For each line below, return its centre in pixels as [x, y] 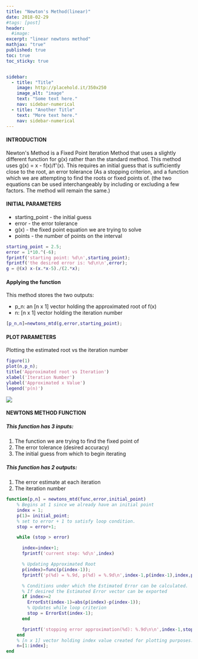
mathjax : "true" [26, 45]
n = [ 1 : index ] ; [33, 646]
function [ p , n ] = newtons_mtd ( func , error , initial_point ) [76, 500]
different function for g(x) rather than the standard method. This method [94, 159]
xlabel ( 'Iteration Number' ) [41, 378]
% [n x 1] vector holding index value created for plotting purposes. [105, 640]
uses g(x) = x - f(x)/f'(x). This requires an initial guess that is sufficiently [93, 165]
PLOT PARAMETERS [31, 337]
